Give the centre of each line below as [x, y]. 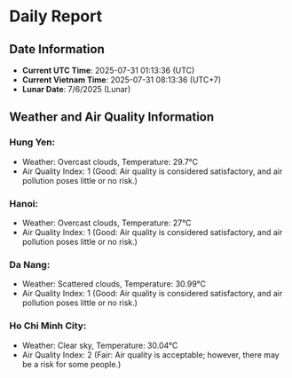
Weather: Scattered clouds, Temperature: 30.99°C [114, 284]
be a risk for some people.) [71, 364]
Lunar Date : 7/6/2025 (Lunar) [76, 89]
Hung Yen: [32, 142]
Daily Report [56, 16]
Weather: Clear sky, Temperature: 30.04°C [100, 345]
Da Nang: [30, 264]
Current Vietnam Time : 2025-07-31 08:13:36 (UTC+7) [122, 80]
